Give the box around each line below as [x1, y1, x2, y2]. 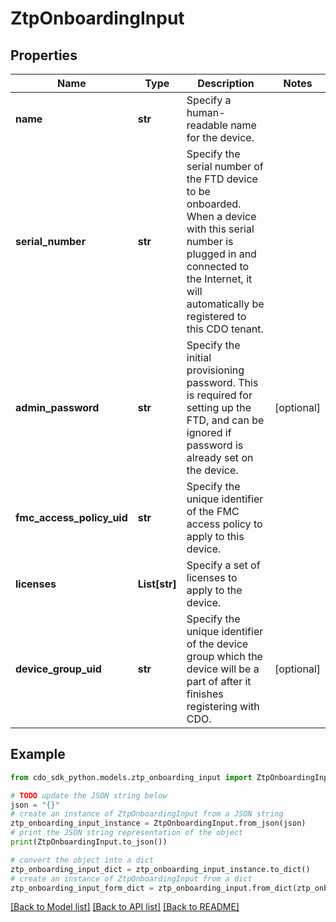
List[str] [137, 577, 177, 591]
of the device [186, 637, 249, 651]
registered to [186, 310, 247, 323]
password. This [186, 376, 259, 389]
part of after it [186, 675, 252, 688]
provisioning [186, 363, 245, 377]
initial [186, 351, 212, 364]
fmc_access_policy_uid [15, 511, 128, 524]
